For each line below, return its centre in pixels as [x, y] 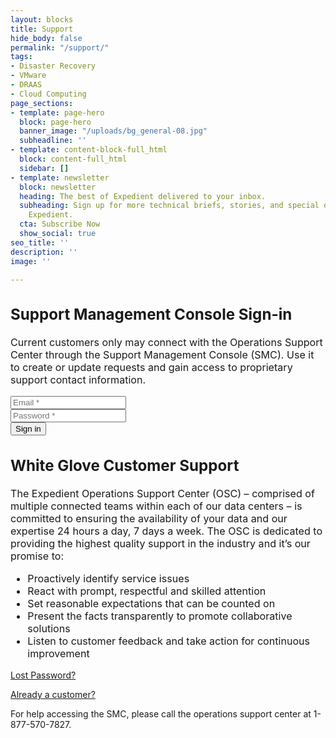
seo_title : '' [40, 242]
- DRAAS [26, 85]
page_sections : [42, 103]
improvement [58, 654]
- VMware [28, 76]
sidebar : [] [44, 168]
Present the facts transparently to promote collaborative [160, 616]
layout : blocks [42, 19]
